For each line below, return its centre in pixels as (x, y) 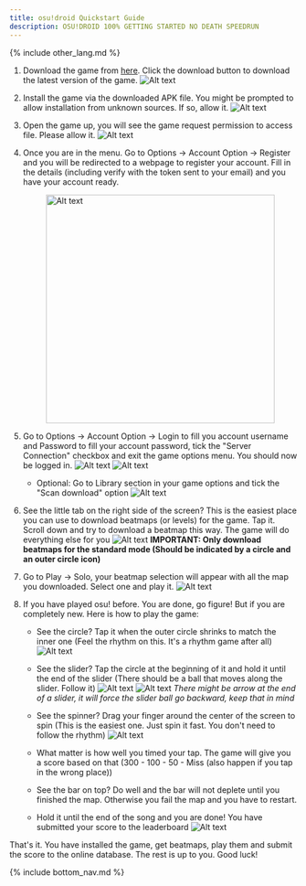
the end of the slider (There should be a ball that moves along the (159, 678)
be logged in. (47, 465)
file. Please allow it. (59, 134)
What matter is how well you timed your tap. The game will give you (164, 753)
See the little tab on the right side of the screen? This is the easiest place (159, 510)
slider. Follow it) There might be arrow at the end (166, 688)
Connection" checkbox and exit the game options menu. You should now (160, 455)
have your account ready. (71, 181)
